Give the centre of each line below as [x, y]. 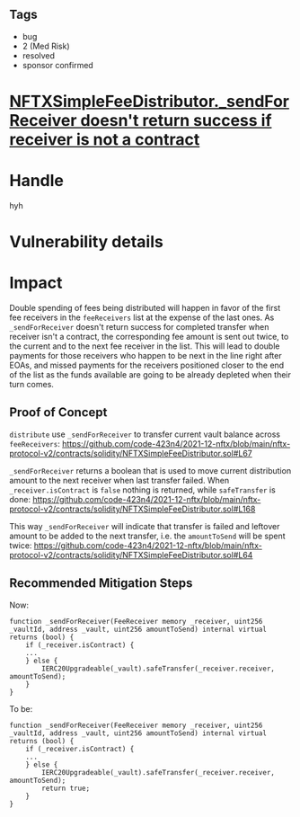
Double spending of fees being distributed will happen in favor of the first [145, 308]
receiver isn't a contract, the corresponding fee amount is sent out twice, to [149, 337]
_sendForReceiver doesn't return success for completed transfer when [139, 327]
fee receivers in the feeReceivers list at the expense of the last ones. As [142, 317]
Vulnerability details [86, 242]
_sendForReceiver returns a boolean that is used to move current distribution [150, 470]
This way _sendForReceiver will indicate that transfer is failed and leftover [145, 526]
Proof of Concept [58, 413]
